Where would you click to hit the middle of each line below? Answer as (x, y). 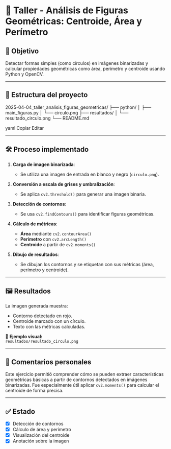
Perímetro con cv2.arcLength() (53, 239)
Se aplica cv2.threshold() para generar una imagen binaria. (83, 194)
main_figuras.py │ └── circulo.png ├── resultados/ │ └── (67, 112)
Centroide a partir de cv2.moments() (58, 244)
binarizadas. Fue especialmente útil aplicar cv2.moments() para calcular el (82, 385)
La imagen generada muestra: (37, 306)
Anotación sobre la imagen (41, 441)
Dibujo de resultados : (36, 254)
